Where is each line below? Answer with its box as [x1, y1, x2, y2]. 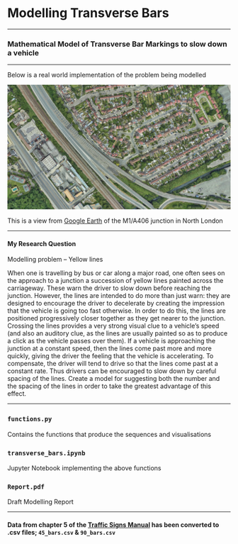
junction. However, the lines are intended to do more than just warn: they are [7, 292, 231, 300]
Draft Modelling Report [7, 498, 74, 506]
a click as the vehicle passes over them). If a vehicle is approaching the [7, 337, 216, 345]
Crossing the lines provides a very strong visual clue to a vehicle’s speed [7, 321, 220, 331]
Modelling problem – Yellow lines [7, 255, 103, 264]
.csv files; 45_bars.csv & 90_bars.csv [7, 528, 115, 536]
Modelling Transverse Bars [7, 5, 169, 21]
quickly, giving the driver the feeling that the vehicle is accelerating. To [7, 352, 214, 360]
